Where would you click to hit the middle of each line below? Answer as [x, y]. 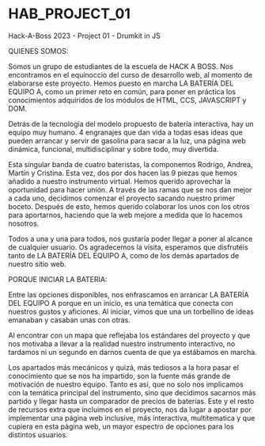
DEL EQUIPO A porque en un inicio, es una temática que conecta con [121, 303]
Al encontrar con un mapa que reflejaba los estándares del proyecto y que [129, 335]
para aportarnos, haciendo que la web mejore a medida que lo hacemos [125, 215]
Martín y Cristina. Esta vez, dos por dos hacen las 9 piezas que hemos [123, 173]
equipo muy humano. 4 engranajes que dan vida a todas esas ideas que [125, 132]
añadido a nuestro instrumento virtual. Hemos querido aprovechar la [119, 181]
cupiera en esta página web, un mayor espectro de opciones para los [121, 426]
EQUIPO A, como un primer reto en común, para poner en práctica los [122, 91]
